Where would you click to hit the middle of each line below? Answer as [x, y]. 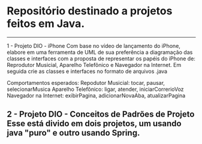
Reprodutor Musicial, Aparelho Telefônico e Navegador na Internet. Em [94, 65]
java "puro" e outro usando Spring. [73, 133]
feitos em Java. [46, 24]
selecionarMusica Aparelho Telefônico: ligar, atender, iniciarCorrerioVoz [96, 89]
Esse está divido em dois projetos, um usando [94, 124]
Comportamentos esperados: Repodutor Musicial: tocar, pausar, [86, 82]
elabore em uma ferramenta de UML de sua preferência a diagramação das [100, 52]
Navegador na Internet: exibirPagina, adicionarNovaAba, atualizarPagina [96, 95]
